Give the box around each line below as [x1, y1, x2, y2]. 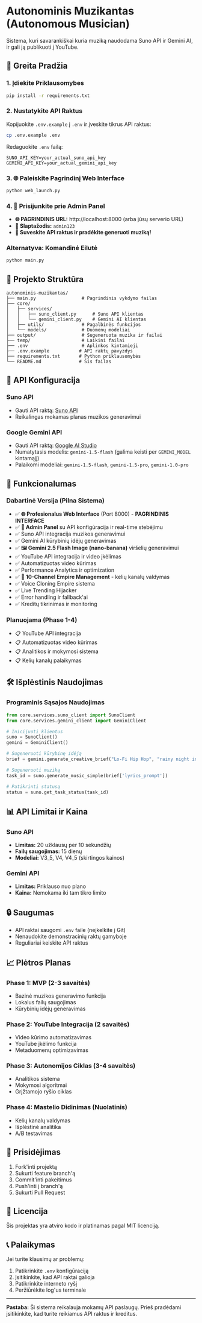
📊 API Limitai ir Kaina [6, 806, 88, 817]
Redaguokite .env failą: [6, 143, 63, 150]
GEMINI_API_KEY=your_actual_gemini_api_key [6, 160, 117, 166]
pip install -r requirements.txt [6, 92, 90, 99]
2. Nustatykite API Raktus [6, 107, 83, 115]
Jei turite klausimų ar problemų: [6, 1256, 85, 1263]
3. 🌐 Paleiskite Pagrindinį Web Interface [6, 174, 125, 182]
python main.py [6, 257, 44, 263]
